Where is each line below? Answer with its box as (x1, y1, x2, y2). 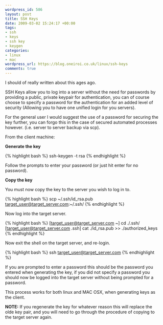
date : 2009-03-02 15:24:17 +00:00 (5, 21, 76, 26)
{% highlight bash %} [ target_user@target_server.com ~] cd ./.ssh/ (5, 220, 140, 226)
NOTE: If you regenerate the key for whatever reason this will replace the (5, 304, 153, 309)
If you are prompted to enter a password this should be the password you (5, 264, 153, 270)
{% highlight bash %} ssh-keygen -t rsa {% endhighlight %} (5, 153, 126, 159)
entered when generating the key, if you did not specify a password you (5, 269, 150, 275)
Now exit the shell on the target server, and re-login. (5, 240, 110, 246)
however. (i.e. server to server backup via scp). (5, 125, 100, 130)
